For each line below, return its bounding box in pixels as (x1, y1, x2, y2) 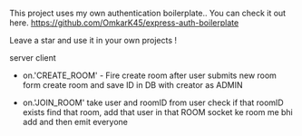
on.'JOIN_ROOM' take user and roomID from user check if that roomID (22, 97, 284, 108)
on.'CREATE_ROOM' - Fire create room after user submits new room (22, 70, 277, 81)
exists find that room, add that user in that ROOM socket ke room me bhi (22, 107, 293, 117)
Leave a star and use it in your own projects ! (9, 35, 178, 45)
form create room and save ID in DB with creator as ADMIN (22, 80, 243, 90)
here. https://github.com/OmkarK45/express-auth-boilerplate (9, 17, 239, 28)
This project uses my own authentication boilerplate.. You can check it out (9, 8, 287, 18)
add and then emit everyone (22, 117, 129, 127)
